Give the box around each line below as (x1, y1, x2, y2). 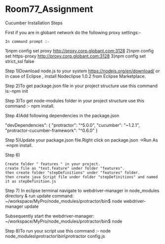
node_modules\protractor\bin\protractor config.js (5, 233, 105, 239)
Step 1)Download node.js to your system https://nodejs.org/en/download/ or (5, 68, 160, 74)
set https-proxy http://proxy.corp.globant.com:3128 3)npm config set (5, 53, 146, 59)
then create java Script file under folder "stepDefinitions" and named (5, 175, 158, 180)
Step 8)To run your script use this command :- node (5, 228, 111, 234)
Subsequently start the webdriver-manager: (5, 213, 94, 219)
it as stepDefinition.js (5, 179, 56, 184)
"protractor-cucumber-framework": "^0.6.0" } (5, 127, 98, 133)
